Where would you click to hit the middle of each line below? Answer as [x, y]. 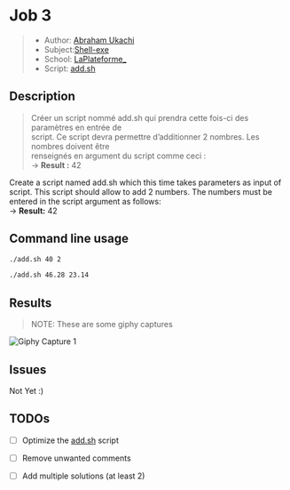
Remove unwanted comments [76, 458]
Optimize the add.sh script [71, 440]
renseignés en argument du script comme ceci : [118, 156]
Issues [28, 370]
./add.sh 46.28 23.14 [49, 275]
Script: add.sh [70, 68]
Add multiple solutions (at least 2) [83, 476]
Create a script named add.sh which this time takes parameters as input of [145, 182]
